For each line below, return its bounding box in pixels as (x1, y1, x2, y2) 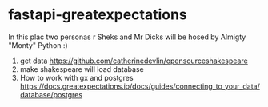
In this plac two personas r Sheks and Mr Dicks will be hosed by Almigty (8, 32, 246, 42)
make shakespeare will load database (19, 64, 144, 73)
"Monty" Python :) (8, 40, 68, 50)
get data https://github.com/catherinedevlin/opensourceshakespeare (19, 56, 248, 65)
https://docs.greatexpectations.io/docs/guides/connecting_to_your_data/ (19, 81, 260, 91)
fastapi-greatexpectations (8, 6, 188, 24)
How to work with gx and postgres (19, 73, 134, 82)
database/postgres (19, 89, 82, 99)
